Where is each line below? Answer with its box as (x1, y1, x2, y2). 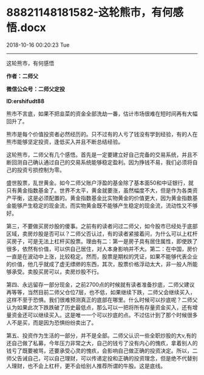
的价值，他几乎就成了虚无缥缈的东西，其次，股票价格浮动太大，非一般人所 (6, 260, 192, 267)
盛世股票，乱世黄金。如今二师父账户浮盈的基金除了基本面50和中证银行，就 (6, 179, 194, 186)
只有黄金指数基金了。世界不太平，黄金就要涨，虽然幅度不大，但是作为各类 (6, 187, 192, 194)
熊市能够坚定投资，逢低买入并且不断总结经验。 (6, 138, 123, 145)
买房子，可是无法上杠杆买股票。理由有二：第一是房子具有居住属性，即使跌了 (6, 238, 198, 245)
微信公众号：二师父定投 (6, 85, 65, 92)
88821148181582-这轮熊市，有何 (6, 5, 173, 19)
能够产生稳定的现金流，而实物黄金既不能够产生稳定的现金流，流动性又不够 (11, 202, 198, 209)
